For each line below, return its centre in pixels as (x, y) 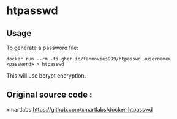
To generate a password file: (42, 48)
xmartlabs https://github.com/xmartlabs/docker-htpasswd (80, 109)
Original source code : (49, 95)
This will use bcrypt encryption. (46, 76)
